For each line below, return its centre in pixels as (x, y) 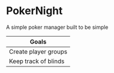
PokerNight (34, 11)
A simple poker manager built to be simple (57, 27)
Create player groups (38, 51)
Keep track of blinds (37, 61)
